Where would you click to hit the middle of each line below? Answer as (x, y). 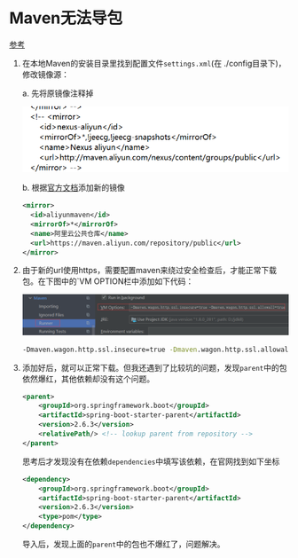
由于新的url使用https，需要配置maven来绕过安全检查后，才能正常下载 (149, 271)
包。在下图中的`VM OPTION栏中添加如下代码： (108, 281)
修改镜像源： (45, 74)
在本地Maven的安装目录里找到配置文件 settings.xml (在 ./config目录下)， (154, 63)
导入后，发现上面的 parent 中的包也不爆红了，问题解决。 (123, 544)
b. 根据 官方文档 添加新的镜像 (74, 188)
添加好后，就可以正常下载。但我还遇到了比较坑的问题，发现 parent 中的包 (154, 367)
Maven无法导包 (66, 18)
